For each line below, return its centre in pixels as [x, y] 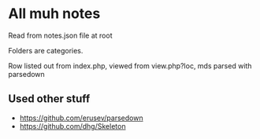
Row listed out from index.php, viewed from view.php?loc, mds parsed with [130, 66]
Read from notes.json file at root [60, 35]
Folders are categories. [46, 50]
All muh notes [54, 14]
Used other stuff [49, 99]
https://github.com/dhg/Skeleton [72, 126]
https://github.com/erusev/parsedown [81, 118]
